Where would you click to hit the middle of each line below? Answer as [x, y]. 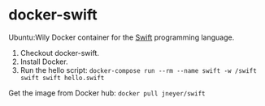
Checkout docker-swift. [60, 53]
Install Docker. [44, 61]
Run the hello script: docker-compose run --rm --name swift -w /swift [139, 70]
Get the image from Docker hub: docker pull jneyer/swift [107, 93]
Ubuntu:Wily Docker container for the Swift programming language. [122, 37]
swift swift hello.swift [62, 78]
